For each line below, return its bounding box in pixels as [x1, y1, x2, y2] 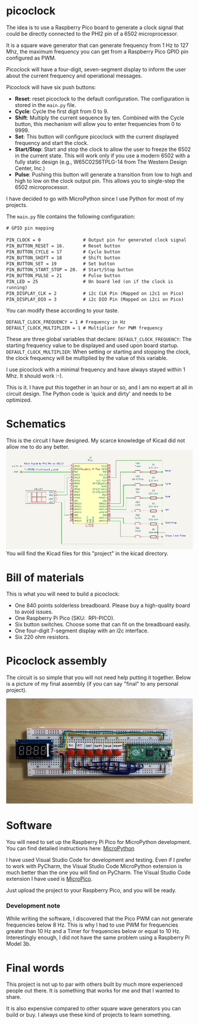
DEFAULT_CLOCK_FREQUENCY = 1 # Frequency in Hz [6, 319, 126, 325]
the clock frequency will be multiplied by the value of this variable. [6, 354, 168, 361]
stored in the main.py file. [14, 101, 76, 108]
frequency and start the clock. [14, 139, 89, 146]
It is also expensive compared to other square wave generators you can [6, 1005, 181, 1012]
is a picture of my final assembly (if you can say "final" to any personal [6, 680, 179, 688]
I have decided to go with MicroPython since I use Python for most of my [6, 195, 184, 202]
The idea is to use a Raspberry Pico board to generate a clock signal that [6, 24, 184, 31]
